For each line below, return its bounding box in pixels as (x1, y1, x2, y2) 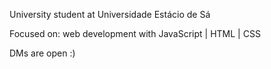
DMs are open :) (9, 47, 76, 59)
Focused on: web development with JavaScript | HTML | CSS (9, 28, 261, 39)
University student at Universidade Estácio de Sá (9, 9, 211, 20)
